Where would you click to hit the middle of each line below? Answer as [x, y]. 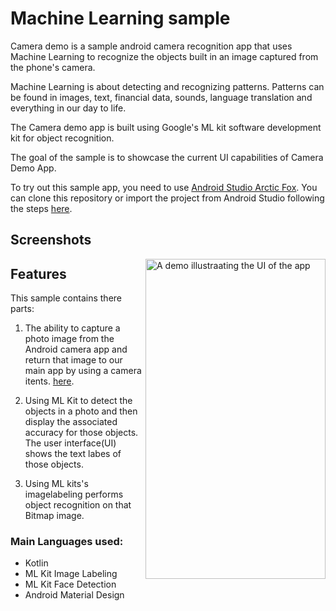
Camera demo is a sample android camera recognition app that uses [151, 46]
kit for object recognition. [62, 138]
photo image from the [69, 339]
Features [38, 273]
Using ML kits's [56, 484]
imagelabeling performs [74, 494]
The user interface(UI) [70, 443]
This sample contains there [66, 298]
